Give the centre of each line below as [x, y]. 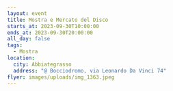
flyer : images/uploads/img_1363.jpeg [61, 77]
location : [21, 58]
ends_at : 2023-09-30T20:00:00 [50, 32]
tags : [15, 45]
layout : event [27, 13]
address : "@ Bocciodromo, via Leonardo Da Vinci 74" [90, 70]
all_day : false [29, 39]
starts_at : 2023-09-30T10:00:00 [53, 26]
